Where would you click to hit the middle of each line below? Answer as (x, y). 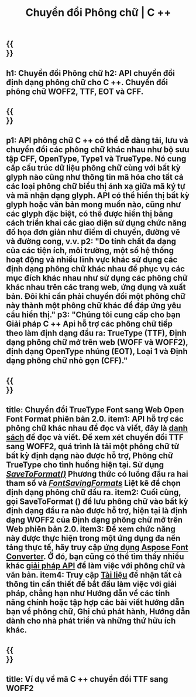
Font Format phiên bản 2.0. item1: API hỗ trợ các (95, 419)
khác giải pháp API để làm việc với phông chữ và (96, 566)
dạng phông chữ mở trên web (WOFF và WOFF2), (97, 343)
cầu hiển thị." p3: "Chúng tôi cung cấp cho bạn (93, 315)
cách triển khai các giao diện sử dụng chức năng (96, 223)
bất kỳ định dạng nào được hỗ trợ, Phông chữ (90, 456)
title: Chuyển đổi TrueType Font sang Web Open (95, 410)
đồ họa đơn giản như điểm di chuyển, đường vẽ (93, 232)
